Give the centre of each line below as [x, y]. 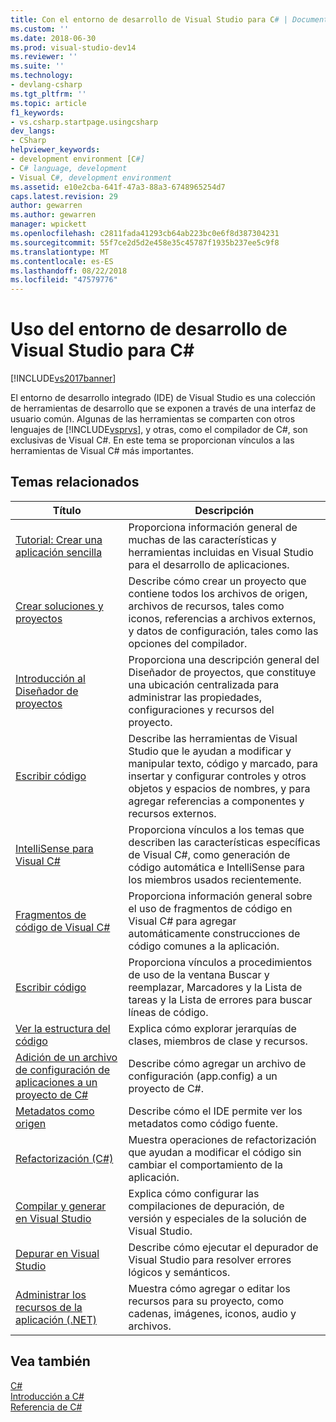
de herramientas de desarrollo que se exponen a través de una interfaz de [163, 408]
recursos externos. [172, 813]
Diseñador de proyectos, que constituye [222, 672]
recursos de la [49, 1307]
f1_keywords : [37, 112]
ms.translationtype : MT [60, 252]
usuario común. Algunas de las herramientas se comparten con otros [153, 419]
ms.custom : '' [40, 29]
